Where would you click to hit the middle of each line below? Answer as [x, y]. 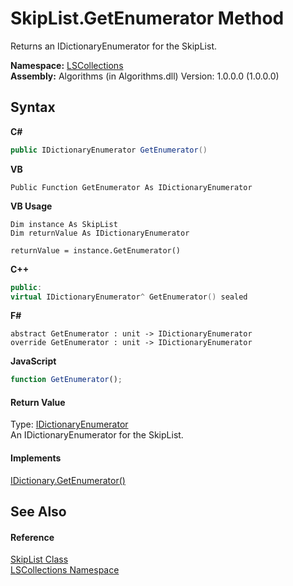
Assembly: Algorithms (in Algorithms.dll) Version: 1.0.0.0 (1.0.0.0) [145, 76]
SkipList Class [39, 559]
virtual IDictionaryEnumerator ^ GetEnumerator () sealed [129, 297]
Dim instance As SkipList [64, 224]
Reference [32, 537]
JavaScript [33, 361]
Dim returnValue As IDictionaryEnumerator [100, 233]
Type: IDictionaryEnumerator [69, 424]
